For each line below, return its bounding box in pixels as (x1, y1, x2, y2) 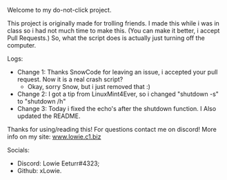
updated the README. (17, 112, 81, 120)
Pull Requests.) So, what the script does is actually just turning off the (7, 34, 205, 42)
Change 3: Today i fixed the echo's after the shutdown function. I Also (17, 105, 217, 112)
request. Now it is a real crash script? (17, 75, 124, 83)
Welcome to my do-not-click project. (7, 6, 112, 14)
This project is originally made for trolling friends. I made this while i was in (7, 19, 219, 27)
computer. (7, 41, 37, 49)
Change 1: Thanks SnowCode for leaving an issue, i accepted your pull (17, 68, 218, 76)
